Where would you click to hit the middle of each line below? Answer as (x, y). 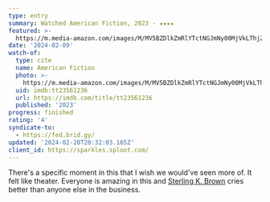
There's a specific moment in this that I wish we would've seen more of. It (130, 172)
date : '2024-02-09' (41, 46)
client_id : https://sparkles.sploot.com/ (79, 150)
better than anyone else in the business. (74, 190)
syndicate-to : (32, 127)
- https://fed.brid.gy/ (55, 135)
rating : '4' (28, 120)
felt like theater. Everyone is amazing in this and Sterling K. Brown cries (126, 181)
